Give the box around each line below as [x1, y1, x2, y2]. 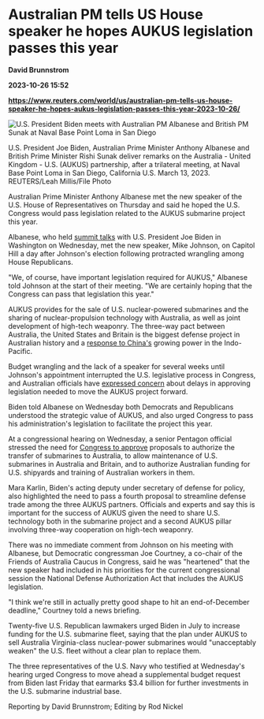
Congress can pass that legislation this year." [8, 289, 155, 299]
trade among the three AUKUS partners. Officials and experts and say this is [8, 499, 255, 509]
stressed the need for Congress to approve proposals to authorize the [8, 442, 235, 452]
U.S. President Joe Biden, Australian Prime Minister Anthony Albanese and [8, 143, 250, 152]
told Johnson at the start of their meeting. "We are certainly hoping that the [8, 281, 252, 290]
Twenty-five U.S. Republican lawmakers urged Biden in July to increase [8, 620, 240, 630]
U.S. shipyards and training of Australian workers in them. [8, 468, 195, 477]
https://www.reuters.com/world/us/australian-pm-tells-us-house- [8, 95, 233, 105]
